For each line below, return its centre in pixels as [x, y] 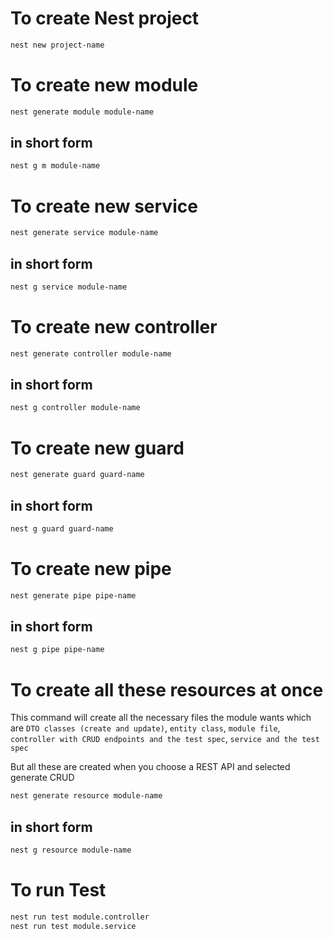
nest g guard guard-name [62, 528]
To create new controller [114, 327]
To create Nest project [105, 18]
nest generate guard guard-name [77, 475]
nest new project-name [57, 45]
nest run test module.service [73, 926]
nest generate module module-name [82, 112]
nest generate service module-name [84, 233]
